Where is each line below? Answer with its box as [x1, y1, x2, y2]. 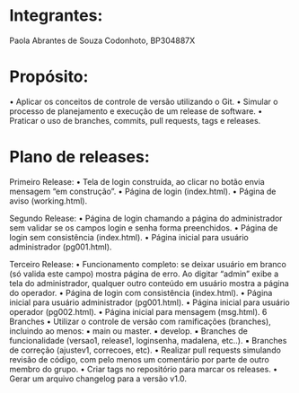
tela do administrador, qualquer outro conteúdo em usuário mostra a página [9, 277, 289, 288]
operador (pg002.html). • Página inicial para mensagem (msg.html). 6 [9, 306, 268, 317]
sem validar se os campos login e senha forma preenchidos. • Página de [9, 222, 278, 233]
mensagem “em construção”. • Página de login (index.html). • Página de [9, 186, 277, 196]
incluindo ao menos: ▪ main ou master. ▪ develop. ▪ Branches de [9, 325, 249, 336]
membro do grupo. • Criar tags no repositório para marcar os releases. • [9, 363, 278, 374]
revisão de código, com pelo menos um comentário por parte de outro [9, 354, 269, 364]
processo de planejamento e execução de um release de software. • [9, 105, 263, 117]
